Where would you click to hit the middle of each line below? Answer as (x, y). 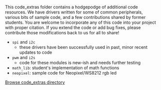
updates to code (36, 52)
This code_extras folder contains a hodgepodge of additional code (72, 7)
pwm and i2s (24, 57)
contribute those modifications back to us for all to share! (62, 33)
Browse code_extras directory (35, 82)
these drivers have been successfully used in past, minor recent (83, 47)
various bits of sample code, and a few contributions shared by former (75, 17)
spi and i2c (24, 42)
